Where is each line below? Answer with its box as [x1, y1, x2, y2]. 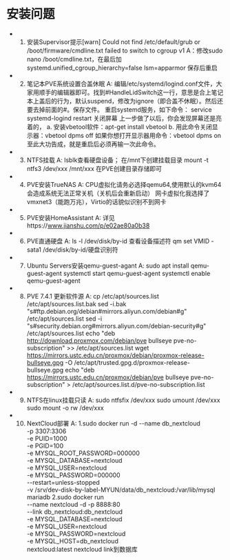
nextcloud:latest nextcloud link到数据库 [26, 545, 138, 553]
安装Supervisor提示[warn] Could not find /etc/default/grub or [26, 37, 201, 46]
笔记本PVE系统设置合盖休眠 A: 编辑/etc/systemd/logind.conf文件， [26, 79, 216, 88]
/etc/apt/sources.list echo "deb [26, 329, 116, 337]
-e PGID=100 [26, 441, 64, 450]
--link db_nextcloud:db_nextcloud [26, 508, 123, 516]
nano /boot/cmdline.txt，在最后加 [26, 54, 122, 63]
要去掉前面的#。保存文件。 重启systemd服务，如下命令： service [26, 105, 212, 114]
